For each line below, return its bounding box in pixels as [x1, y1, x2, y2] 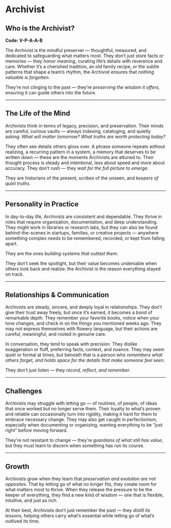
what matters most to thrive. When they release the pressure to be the [5, 487, 153, 493]
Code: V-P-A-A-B [5, 37, 43, 43]
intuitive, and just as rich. [5, 497, 58, 504]
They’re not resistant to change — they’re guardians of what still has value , [5, 437, 163, 443]
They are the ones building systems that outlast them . [5, 250, 119, 256]
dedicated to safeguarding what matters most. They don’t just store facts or [5, 52, 164, 59]
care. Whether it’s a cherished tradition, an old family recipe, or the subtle [5, 64, 159, 69]
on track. [5, 271, 24, 277]
